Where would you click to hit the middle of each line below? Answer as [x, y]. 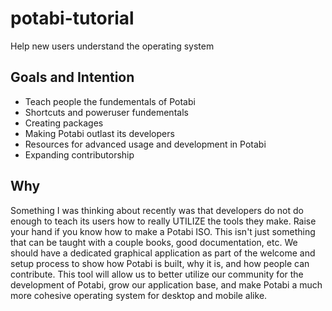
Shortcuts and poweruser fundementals [106, 112]
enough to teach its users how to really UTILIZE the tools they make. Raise [163, 221]
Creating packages [64, 123]
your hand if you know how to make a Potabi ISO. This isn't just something [163, 231]
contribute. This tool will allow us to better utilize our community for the [157, 274]
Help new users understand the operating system [112, 46]
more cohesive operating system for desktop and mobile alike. [139, 295]
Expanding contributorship [79, 154]
